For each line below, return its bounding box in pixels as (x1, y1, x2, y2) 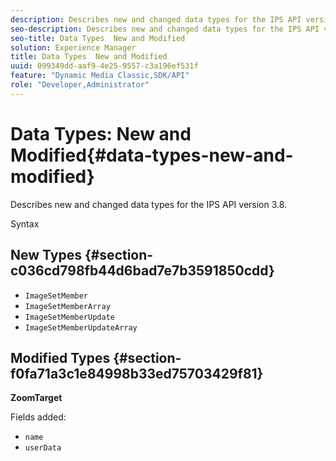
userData (24, 443, 62, 453)
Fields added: (10, 411, 67, 423)
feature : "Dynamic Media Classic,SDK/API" (10, 71, 190, 81)
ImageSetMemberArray (24, 301, 111, 311)
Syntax (10, 217, 40, 230)
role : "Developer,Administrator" (10, 80, 150, 90)
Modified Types (10, 349, 111, 366)
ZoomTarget (10, 392, 63, 404)
